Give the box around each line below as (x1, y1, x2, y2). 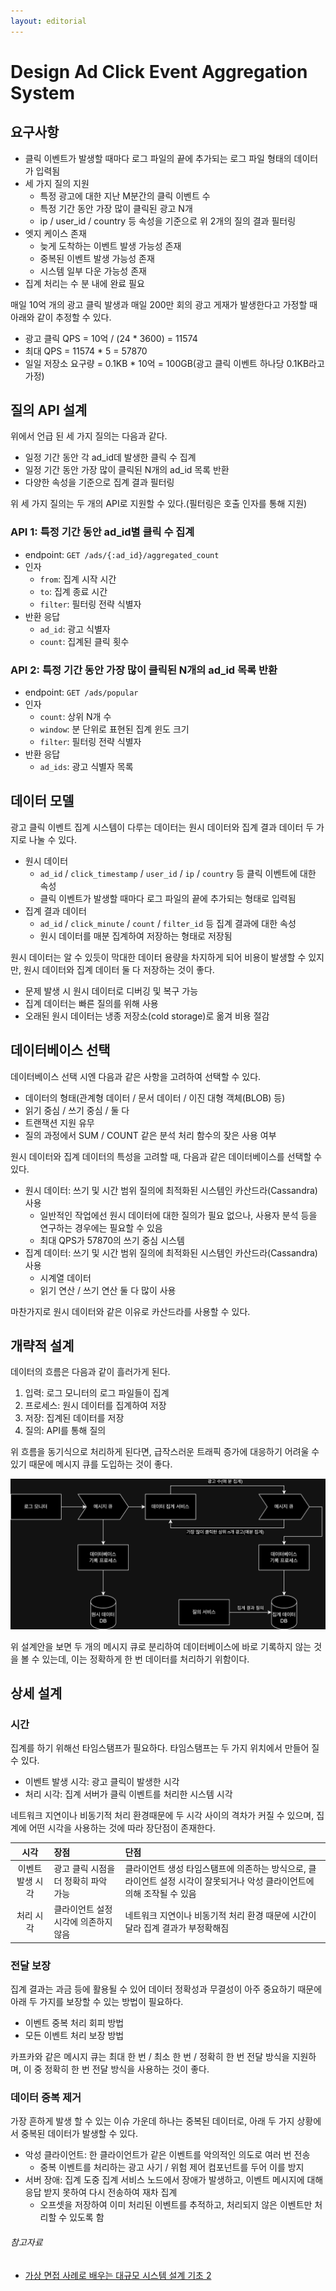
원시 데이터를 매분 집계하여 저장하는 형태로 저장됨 (39, 930, 233, 942)
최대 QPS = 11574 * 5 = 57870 (24, 345, 148, 357)
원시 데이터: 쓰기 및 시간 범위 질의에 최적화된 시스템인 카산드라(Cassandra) (24, 1184, 318, 1196)
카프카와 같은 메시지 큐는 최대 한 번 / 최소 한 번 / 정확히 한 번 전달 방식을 (10, 2051, 290, 2063)
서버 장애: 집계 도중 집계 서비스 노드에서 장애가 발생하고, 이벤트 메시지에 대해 (24, 2174, 324, 2186)
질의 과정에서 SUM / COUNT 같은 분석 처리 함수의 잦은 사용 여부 (24, 1129, 277, 1141)
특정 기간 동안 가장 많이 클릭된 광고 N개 (39, 202, 193, 214)
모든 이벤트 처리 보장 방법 (24, 2030, 125, 2042)
